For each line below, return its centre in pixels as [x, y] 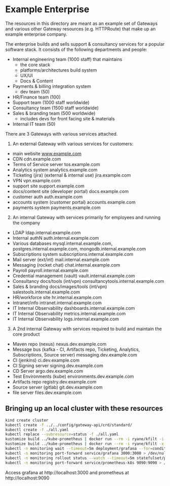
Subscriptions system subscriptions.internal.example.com [73, 254]
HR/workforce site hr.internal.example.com [57, 297]
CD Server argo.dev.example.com [48, 371]
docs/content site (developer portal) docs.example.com [71, 191]
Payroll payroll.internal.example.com [50, 270]
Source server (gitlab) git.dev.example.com [57, 387]
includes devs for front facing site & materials [67, 118]
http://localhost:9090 [27, 478]
